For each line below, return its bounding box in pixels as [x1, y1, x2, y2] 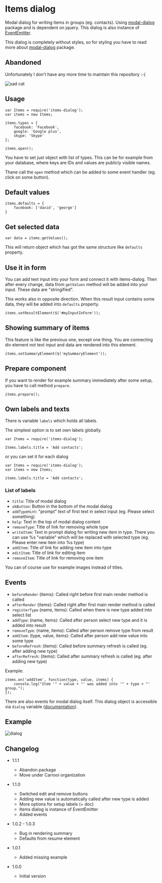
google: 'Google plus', [14, 129, 62, 134]
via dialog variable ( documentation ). [5, 703, 78, 710]
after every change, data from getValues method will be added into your [5, 282, 148, 287]
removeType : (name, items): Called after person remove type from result [12, 628, 154, 633]
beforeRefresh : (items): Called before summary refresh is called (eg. [12, 643, 148, 649]
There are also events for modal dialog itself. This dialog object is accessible [5, 698, 157, 704]
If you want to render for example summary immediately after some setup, [5, 377, 153, 383]
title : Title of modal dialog [12, 498, 67, 504]
